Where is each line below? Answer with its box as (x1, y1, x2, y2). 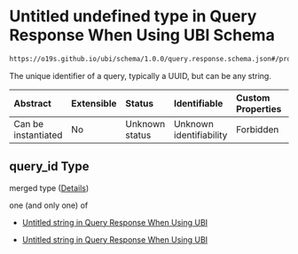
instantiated (13, 129, 63, 141)
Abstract (13, 97, 51, 109)
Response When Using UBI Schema (9, 25, 275, 45)
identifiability (173, 129, 228, 141)
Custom (236, 91, 271, 104)
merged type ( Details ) (9, 182, 90, 193)
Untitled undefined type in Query (9, 6, 257, 27)
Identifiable (173, 97, 223, 109)
